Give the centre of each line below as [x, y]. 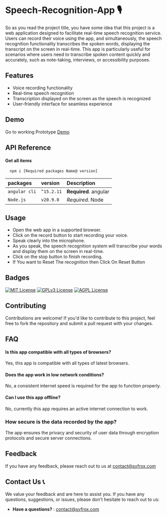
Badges [17, 278]
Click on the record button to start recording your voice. [70, 235]
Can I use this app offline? [33, 397]
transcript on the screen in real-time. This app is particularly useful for [78, 49]
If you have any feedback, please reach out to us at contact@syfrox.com [80, 466]
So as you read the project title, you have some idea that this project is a [80, 27]
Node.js [17, 200]
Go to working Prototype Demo [37, 132]
